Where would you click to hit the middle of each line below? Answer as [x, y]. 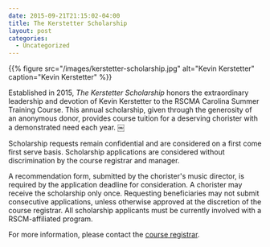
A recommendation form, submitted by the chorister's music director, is [127, 176]
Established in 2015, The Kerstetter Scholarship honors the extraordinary [129, 93]
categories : [28, 38]
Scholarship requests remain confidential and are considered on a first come [135, 144]
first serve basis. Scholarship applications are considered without [117, 152]
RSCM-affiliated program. [51, 219]
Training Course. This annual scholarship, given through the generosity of [130, 110]
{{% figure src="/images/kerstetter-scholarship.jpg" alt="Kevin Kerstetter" [131, 68]
